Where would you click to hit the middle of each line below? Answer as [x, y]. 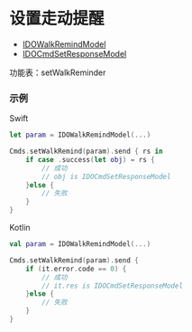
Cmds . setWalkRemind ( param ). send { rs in [87, 152]
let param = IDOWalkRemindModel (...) [80, 135]
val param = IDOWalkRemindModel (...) [80, 244]
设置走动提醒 [57, 19]
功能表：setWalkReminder [58, 72]
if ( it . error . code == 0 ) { [76, 269]
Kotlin [20, 228]
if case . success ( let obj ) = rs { [90, 159]
